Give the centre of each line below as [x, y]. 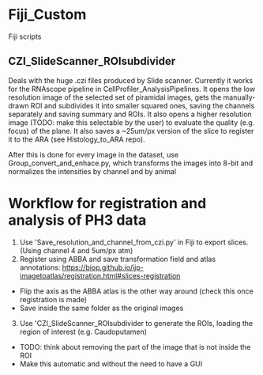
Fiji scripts [25, 36]
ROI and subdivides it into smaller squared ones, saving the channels [143, 105]
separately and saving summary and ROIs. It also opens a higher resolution [130, 114]
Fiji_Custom [47, 15]
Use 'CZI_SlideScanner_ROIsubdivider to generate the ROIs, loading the [136, 323]
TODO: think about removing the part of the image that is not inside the [135, 347]
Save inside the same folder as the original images [101, 308]
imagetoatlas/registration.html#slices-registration [100, 275]
